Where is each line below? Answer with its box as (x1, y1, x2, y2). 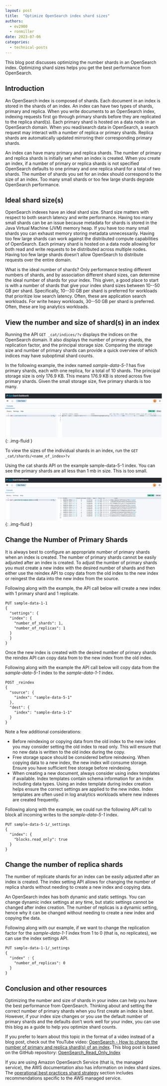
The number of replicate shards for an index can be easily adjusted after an (5, 874, 160, 880)
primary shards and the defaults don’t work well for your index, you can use (5, 1019, 160, 1025)
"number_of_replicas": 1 (14, 626, 66, 631)
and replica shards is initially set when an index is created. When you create (5, 155, 161, 161)
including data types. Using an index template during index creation (12, 780, 151, 786)
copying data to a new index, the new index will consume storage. (12, 759, 148, 765)
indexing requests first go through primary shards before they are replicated (5, 113, 161, 119)
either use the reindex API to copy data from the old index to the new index (5, 570, 159, 576)
